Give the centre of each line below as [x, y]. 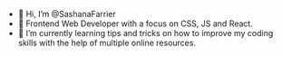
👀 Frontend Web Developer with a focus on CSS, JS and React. [136, 24]
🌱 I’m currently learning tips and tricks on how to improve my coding [146, 33]
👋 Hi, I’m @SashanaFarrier [67, 14]
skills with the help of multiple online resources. [107, 43]
